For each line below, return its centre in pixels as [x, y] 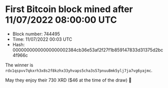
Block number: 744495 [36, 34]
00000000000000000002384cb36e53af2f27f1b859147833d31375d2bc [88, 50]
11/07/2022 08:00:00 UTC [61, 20]
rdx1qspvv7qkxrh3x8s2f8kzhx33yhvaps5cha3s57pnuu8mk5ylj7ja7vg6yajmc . [79, 70]
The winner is [19, 65]
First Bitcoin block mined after [69, 9]
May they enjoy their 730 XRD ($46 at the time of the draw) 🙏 [68, 80]
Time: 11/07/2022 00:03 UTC [42, 39]
